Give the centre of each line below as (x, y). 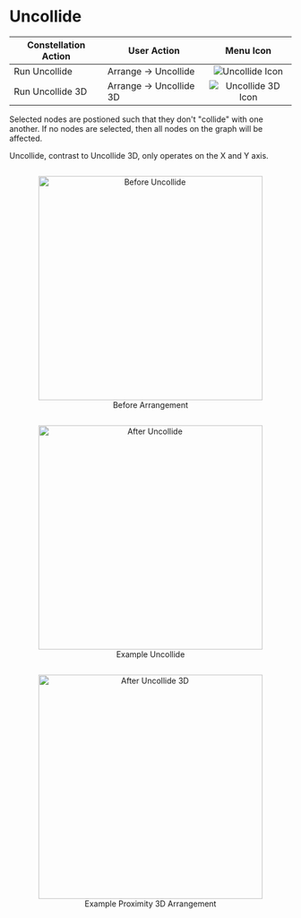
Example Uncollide (150, 654)
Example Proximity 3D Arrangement (150, 904)
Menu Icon (248, 50)
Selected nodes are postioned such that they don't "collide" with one (137, 119)
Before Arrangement (150, 404)
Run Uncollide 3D (51, 91)
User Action (155, 50)
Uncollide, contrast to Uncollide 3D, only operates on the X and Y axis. (139, 155)
